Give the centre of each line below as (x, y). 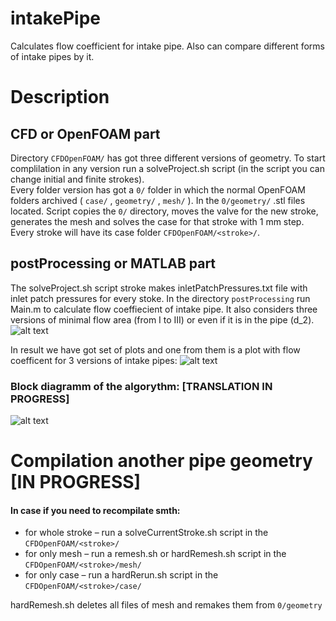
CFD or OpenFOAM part (85, 133)
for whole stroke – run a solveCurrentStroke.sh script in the (146, 533)
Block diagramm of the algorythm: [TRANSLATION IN (141, 386)
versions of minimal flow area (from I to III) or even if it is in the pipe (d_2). (162, 319)
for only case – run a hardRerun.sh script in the (121, 575)
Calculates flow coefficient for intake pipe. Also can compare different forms (168, 46)
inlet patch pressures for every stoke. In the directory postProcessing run (160, 298)
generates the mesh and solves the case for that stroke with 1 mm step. (157, 221)
